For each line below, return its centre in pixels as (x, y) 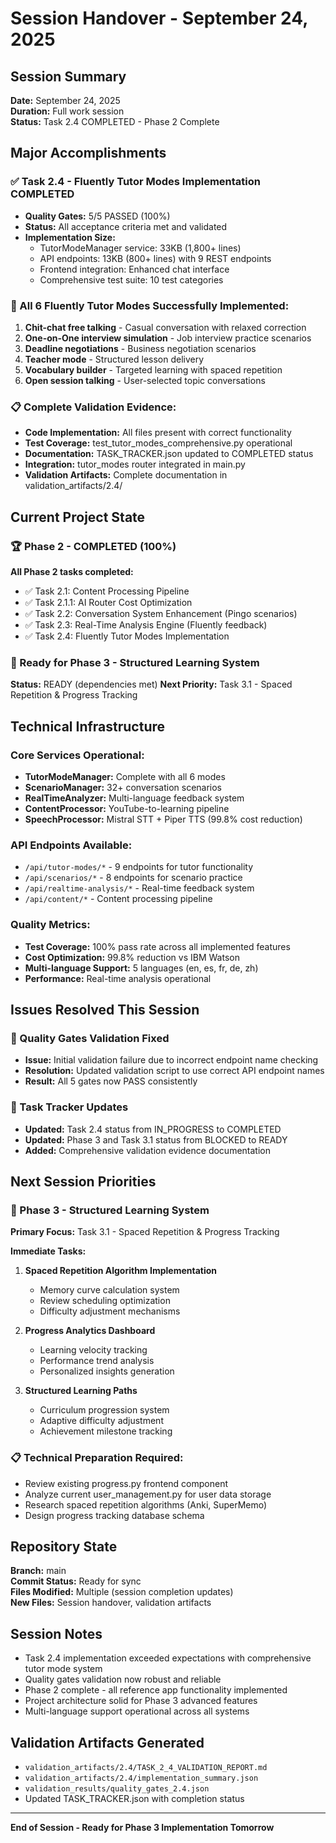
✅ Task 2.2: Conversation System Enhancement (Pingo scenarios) (161, 613)
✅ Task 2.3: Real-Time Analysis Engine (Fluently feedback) (146, 624)
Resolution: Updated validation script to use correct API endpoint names (174, 1071)
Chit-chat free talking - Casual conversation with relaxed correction (165, 327)
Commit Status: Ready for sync (76, 1581)
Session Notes (56, 1633)
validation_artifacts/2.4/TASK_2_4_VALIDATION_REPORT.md (146, 1767)
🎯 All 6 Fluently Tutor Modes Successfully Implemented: (150, 305)
